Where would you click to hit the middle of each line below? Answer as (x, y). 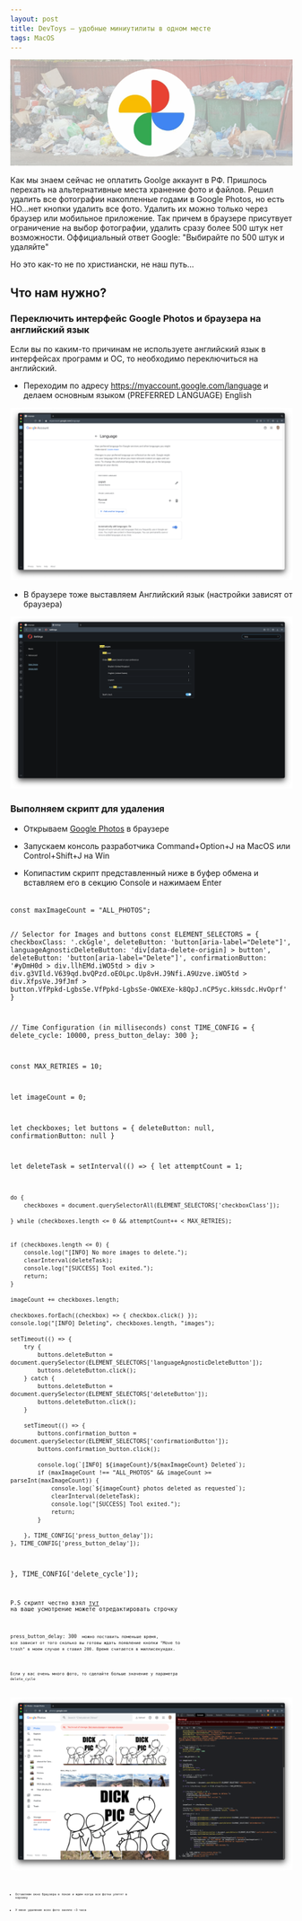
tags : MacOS (32, 38)
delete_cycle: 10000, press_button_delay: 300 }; (105, 1036)
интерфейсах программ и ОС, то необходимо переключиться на (134, 359)
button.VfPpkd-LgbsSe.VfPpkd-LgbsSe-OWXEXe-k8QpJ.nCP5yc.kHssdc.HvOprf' (149, 989)
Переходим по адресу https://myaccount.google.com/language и (146, 385)
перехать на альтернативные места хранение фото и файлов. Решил (142, 190)
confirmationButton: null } (63, 1136)
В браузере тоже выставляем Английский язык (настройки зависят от (158, 594)
